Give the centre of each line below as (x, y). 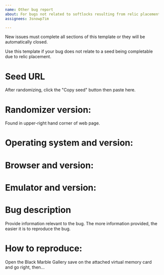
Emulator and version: (51, 187)
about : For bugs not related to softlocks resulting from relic (72, 14)
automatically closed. (26, 42)
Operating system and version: (69, 143)
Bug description (38, 210)
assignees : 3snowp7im (27, 19)
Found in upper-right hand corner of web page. (52, 123)
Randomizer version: (48, 110)
